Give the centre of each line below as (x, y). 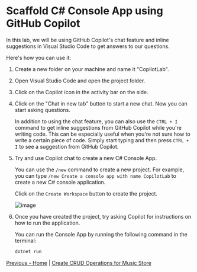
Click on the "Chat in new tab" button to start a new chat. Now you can (101, 103)
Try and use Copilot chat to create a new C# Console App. (86, 158)
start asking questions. (43, 110)
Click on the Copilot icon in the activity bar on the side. (82, 92)
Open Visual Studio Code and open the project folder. (80, 81)
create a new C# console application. (60, 182)
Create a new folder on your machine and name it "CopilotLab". (92, 69)
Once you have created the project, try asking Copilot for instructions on (103, 216)
